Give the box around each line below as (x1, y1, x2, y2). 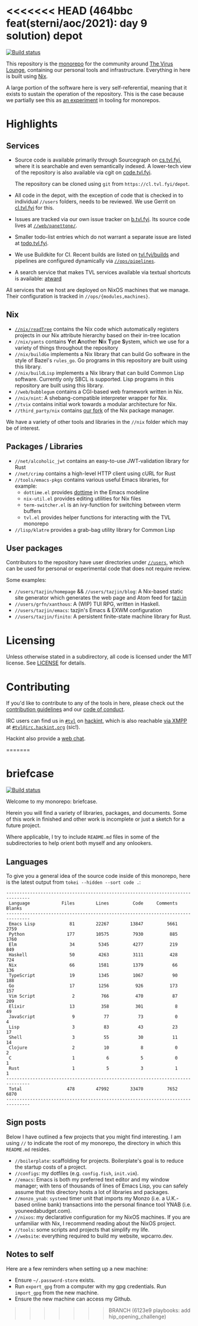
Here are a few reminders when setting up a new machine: (6, 1265, 148, 1272)
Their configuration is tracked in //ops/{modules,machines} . (6, 292, 150, 300)
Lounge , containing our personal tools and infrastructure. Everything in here (6, 66, 190, 73)
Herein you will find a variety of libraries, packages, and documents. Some (6, 810, 187, 817)
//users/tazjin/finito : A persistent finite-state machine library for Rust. (14, 613, 192, 620)
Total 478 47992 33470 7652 (8, 1086, 178, 1092)
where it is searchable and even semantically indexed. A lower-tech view (14, 162, 192, 169)
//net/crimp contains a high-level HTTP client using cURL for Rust (14, 470, 176, 477)
